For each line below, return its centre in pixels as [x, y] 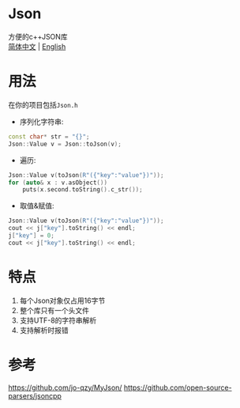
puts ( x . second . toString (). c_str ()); [83, 190]
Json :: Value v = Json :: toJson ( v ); [65, 144]
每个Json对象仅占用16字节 [62, 300]
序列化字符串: [41, 121]
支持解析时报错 [44, 330]
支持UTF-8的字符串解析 [58, 320]
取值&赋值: [37, 206]
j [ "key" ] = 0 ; [32, 236]
